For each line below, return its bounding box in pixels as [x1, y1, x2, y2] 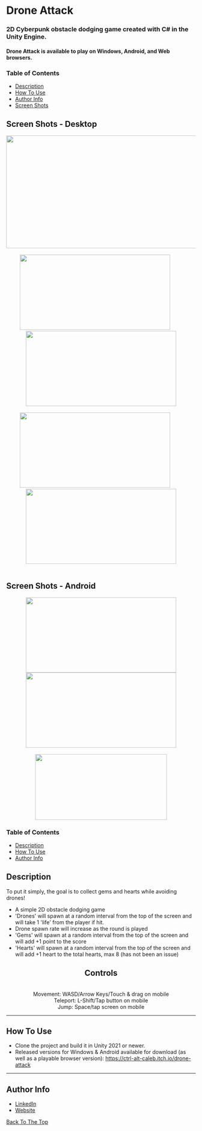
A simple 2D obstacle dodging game [14, 906, 105, 913]
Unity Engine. [6, 32, 47, 41]
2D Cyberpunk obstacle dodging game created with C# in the [6, 25, 189, 34]
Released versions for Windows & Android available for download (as [14, 1049, 186, 1056]
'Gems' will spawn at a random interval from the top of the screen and [14, 931, 189, 939]
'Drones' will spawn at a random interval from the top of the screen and [14, 912, 192, 919]
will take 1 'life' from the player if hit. [14, 918, 104, 926]
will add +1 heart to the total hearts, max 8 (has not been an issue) [14, 951, 179, 958]
